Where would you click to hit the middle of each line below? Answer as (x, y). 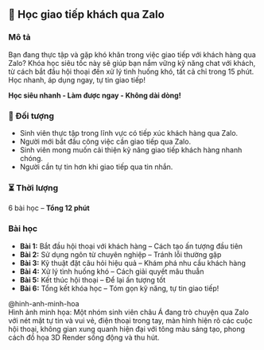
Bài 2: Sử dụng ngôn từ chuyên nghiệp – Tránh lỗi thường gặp (120, 254)
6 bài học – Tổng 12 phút (49, 208)
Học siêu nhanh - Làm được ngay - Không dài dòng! (95, 95)
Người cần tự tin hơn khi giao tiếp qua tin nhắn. (96, 167)
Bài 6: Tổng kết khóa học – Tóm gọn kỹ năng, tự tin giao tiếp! (119, 288)
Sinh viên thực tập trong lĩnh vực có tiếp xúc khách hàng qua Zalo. (129, 133)
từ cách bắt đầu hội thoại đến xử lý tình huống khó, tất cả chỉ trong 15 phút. (131, 71)
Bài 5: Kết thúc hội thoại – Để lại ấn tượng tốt (93, 279)
